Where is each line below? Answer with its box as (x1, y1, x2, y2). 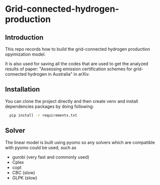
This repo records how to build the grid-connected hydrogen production (5, 46, 150, 52)
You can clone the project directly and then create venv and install (5, 98, 138, 104)
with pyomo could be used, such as (5, 144, 77, 150)
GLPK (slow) (12, 175, 38, 181)
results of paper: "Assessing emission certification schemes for (5, 66, 133, 72)
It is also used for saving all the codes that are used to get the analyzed (5, 61, 149, 66)
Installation (5, 85, 40, 94)
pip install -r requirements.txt (9, 113, 78, 118)
